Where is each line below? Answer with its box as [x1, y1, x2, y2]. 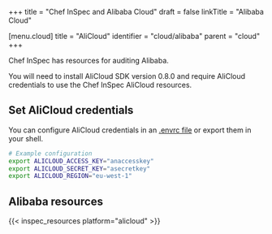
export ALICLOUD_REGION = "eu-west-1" [8, 172, 132, 180]
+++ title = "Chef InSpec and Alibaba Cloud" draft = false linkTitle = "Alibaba [8, 7, 264, 16]
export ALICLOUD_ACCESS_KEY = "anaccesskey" [8, 157, 154, 165]
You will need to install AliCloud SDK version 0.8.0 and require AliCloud [8, 71, 246, 80]
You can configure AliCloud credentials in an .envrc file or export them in [8, 125, 252, 135]
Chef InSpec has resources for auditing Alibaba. [8, 56, 169, 65]
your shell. [8, 133, 44, 143]
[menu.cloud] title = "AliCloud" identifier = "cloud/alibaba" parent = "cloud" [8, 32, 261, 41]
